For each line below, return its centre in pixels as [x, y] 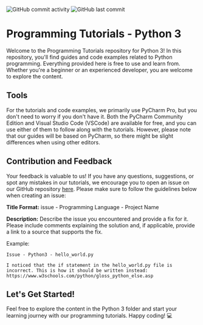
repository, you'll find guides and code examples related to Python [90, 57]
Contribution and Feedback [59, 162]
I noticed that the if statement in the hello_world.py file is [89, 265]
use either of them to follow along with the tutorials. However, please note [99, 129]
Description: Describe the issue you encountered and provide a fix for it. [97, 219]
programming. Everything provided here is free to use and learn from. [93, 63]
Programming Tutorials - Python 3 [94, 34]
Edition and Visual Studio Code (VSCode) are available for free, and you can [101, 123]
